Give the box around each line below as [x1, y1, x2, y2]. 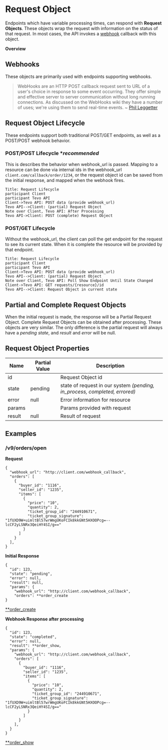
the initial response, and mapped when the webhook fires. [5, 177, 125, 183]
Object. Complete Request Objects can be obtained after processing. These [5, 319, 161, 325]
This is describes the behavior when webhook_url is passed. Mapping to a [5, 161, 158, 167]
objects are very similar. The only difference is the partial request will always [5, 324, 163, 330]
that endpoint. [5, 246, 34, 253]
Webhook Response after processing [5, 616, 84, 622]
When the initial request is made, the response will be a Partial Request [5, 313, 151, 319]
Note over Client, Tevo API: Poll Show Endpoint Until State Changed [5, 278, 153, 283]
